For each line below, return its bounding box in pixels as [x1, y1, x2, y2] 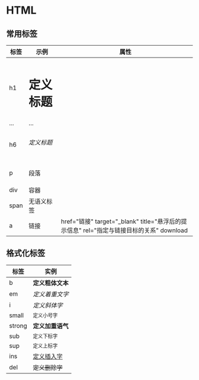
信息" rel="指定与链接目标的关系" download [66, 226, 188, 235]
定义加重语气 [33, 322, 69, 330]
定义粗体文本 [33, 278, 69, 287]
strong [9, 321, 28, 330]
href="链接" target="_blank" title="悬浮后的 [60, 217, 182, 226]
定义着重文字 [33, 290, 69, 298]
